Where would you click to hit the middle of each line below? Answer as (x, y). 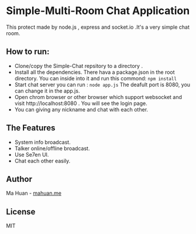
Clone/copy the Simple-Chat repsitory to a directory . (79, 66)
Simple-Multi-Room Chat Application (98, 11)
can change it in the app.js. (47, 91)
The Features (31, 128)
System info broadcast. (43, 142)
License (21, 211)
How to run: (28, 52)
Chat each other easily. (42, 161)
